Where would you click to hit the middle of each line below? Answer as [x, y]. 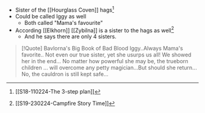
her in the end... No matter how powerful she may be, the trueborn [105, 61]
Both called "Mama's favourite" [63, 22]
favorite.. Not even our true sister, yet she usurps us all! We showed [106, 55]
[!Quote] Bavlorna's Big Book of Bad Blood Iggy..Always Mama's [102, 49]
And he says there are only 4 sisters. [70, 36]
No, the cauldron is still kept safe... [65, 74]
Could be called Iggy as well [51, 16]
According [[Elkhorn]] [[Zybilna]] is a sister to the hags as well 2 [95, 30]
